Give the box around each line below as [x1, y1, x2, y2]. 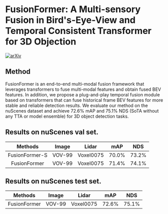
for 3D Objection [5, 36, 77, 48]
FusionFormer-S [8, 151, 48, 158]
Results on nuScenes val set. [5, 128, 99, 136]
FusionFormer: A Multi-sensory [5, 4, 141, 15]
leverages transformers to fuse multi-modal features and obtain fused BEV [5, 86, 161, 92]
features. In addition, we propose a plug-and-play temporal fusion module [5, 91, 160, 97]
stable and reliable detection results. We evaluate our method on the [5, 102, 148, 109]
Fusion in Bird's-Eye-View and [5, 14, 136, 26]
